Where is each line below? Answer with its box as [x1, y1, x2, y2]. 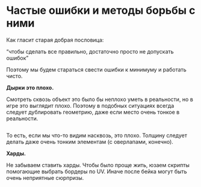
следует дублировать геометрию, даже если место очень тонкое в [6, 108, 180, 115]
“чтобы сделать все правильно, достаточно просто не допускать [6, 48, 174, 55]
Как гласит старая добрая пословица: [6, 36, 104, 43]
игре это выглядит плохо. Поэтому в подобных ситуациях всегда [6, 102, 175, 109]
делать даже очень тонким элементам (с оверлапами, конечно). [6, 138, 173, 145]
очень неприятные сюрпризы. [6, 174, 84, 181]
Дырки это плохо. [6, 84, 54, 91]
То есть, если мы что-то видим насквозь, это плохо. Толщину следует [6, 132, 188, 139]
